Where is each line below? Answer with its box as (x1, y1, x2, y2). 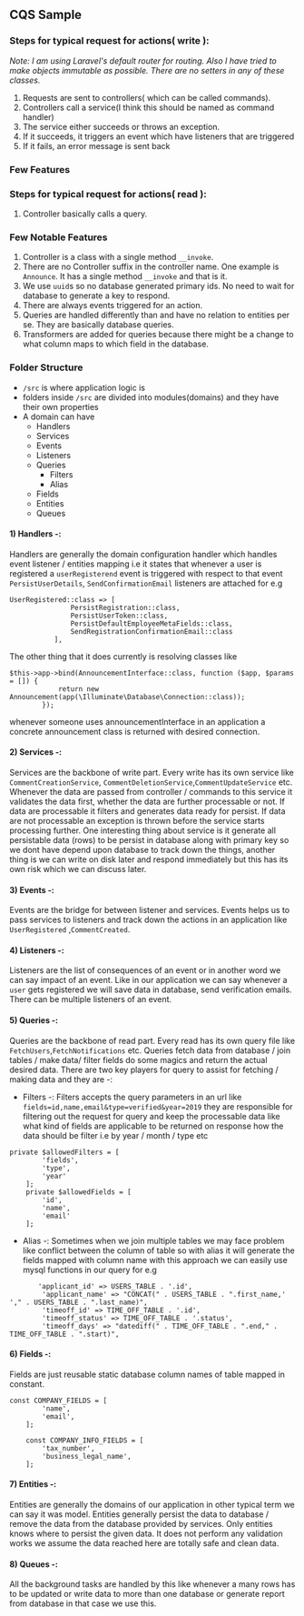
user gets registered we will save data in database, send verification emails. (9, 984, 292, 995)
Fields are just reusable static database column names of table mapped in (9, 1369, 286, 1380)
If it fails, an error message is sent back (22, 140, 171, 151)
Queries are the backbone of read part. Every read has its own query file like (9, 1035, 296, 1046)
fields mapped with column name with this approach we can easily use (22, 1254, 288, 1265)
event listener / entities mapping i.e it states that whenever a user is (9, 558, 262, 569)
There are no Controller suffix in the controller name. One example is (22, 261, 279, 272)
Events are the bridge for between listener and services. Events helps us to (9, 905, 290, 916)
